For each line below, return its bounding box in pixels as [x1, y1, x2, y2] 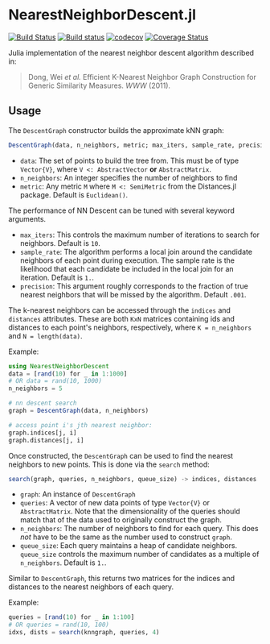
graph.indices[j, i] [8, 429, 78, 437]
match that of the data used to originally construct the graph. [19, 515, 223, 525]
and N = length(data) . [8, 330, 83, 340]
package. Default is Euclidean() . [19, 189, 129, 199]
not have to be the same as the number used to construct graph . [19, 532, 233, 542]
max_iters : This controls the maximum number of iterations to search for [19, 230, 260, 239]
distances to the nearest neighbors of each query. [8, 582, 174, 592]
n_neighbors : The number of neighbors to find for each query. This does [19, 524, 259, 534]
